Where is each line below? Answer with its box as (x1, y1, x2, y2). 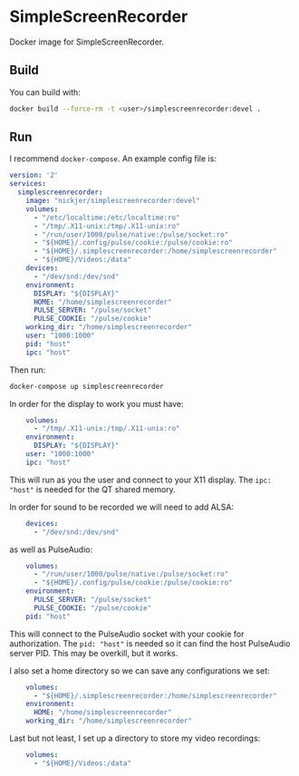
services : (9, 179, 47, 189)
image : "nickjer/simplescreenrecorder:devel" (25, 197, 201, 206)
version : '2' (9, 170, 59, 180)
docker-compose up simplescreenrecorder (9, 382, 165, 391)
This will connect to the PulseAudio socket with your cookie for (9, 628, 245, 639)
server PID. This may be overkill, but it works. (9, 647, 178, 658)
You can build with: (9, 86, 82, 97)
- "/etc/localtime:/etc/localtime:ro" (33, 213, 180, 222)
